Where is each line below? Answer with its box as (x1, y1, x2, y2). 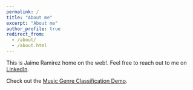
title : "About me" (6, 14, 53, 21)
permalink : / (6, 8, 39, 15)
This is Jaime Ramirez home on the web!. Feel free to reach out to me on (6, 59, 188, 66)
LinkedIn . (6, 65, 29, 72)
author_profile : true (6, 25, 61, 32)
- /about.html (11, 43, 47, 49)
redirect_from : (6, 31, 45, 37)
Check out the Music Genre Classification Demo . (6, 77, 128, 85)
